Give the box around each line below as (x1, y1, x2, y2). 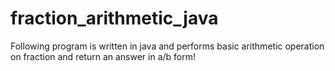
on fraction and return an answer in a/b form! (10, 50, 197, 62)
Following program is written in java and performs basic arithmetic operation (10, 40, 325, 52)
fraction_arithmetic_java (10, 7, 219, 30)
